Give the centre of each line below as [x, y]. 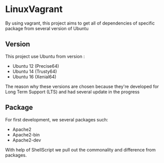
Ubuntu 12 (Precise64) [36, 66]
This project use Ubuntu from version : [45, 56]
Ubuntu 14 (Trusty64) [35, 71]
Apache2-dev [27, 140]
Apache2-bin [26, 134]
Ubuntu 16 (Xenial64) [34, 77]
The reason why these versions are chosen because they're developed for [82, 86]
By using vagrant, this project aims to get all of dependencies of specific [80, 23]
